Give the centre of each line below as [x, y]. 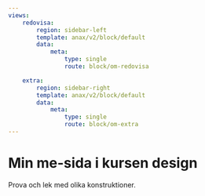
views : [19, 15]
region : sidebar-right [73, 88]
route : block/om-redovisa [106, 67]
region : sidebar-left [72, 30]
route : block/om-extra [101, 125]
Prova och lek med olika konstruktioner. [72, 184]
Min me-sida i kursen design [103, 163]
